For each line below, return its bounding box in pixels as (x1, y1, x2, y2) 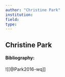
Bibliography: (5, 55, 35, 61)
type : (5, 21, 17, 27)
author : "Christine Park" (5, 7, 60, 13)
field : (5, 17, 19, 22)
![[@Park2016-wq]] (5, 66, 46, 72)
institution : (5, 12, 33, 17)
